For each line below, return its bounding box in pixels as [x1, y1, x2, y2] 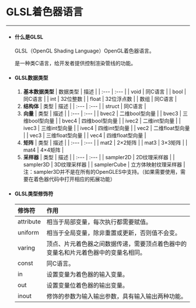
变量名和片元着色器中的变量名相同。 [46, 249, 146, 257]
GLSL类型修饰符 [14, 190, 54, 197]
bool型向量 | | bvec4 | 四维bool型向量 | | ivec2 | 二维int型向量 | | [28, 117, 181, 124]
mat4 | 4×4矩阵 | [23, 146, 64, 153]
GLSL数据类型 [14, 74, 48, 81]
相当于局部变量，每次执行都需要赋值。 [46, 218, 152, 226]
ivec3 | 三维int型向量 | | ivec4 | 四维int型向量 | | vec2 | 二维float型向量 [23, 125, 190, 132]
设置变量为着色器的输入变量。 [46, 270, 128, 278]
